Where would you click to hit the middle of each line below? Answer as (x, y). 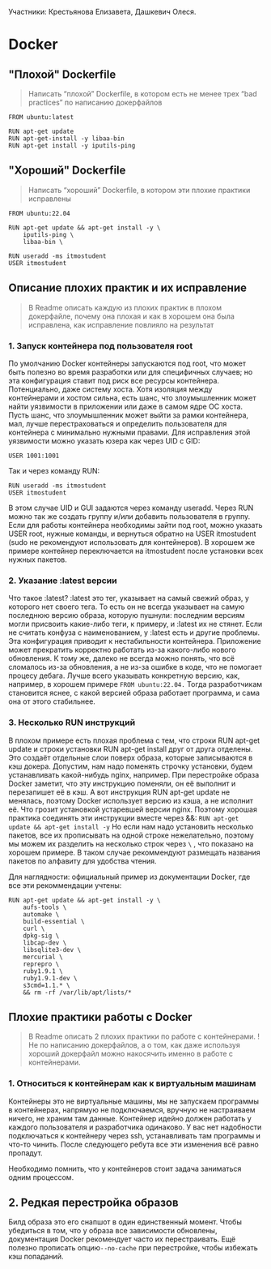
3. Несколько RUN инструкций (72, 722)
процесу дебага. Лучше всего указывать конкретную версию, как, (124, 675)
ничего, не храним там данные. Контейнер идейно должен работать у (130, 1118)
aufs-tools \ (45, 907)
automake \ (41, 914)
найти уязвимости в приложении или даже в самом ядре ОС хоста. (126, 406)
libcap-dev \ (45, 943)
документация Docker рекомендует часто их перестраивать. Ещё (122, 1239)
